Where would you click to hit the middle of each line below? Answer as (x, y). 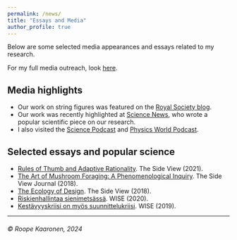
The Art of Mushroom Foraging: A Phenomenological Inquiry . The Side (120, 176)
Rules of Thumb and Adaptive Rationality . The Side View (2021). (110, 169)
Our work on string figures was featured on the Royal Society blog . (115, 107)
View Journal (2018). (48, 183)
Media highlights (45, 90)
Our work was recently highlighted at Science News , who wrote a (113, 115)
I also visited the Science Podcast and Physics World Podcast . (108, 130)
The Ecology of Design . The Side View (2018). (84, 191)
